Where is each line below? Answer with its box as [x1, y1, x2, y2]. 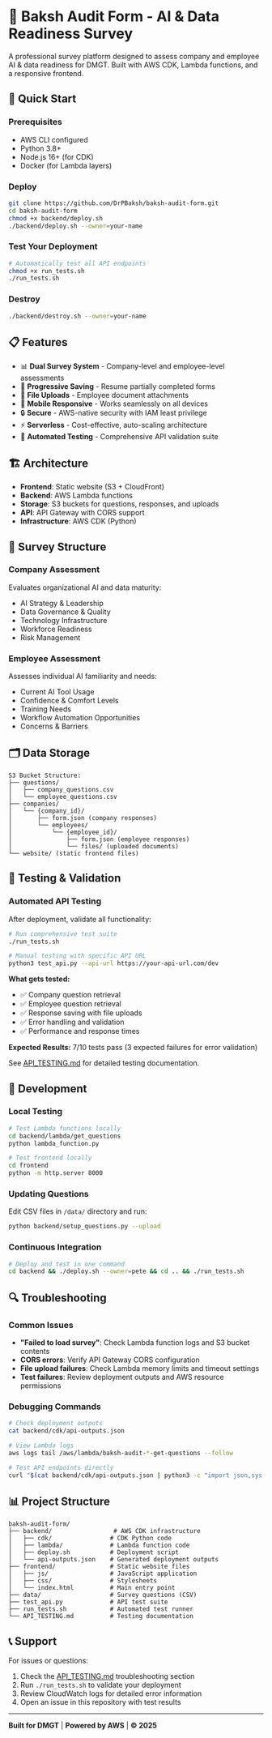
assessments [19, 373, 65, 383]
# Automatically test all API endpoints [8, 259, 147, 267]
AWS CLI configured [19, 135, 89, 144]
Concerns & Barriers [19, 721, 89, 732]
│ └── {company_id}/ [8, 806, 85, 815]
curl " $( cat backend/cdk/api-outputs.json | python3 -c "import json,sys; [8, 1471, 266, 1480]
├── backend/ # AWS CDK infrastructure [8, 1527, 201, 1535]
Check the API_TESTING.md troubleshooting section [19, 1672, 195, 1681]
